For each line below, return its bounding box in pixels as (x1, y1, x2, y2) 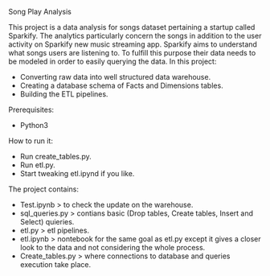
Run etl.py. (19, 160, 56, 170)
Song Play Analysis (8, 7, 72, 16)
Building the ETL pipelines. (19, 89, 108, 99)
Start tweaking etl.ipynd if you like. (19, 169, 135, 178)
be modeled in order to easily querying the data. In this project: (8, 56, 217, 66)
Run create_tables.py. (19, 152, 92, 161)
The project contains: (8, 184, 79, 194)
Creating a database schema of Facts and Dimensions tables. (19, 80, 223, 90)
